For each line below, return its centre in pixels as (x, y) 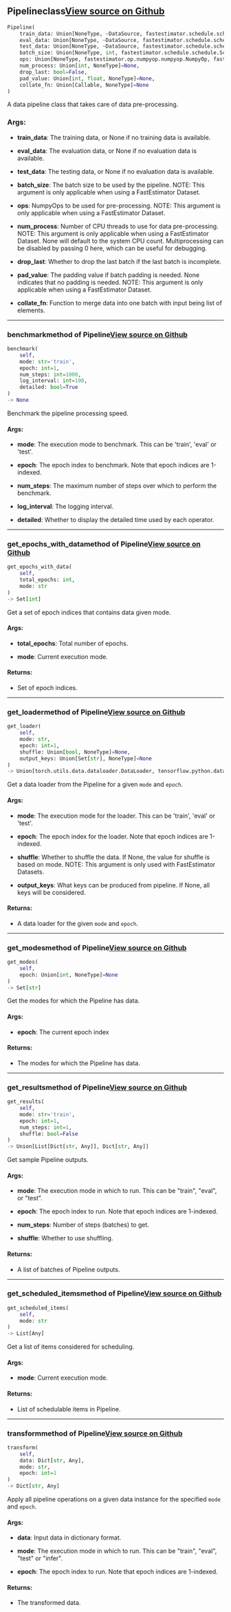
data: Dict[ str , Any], (52, 1460)
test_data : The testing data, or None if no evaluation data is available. (115, 171)
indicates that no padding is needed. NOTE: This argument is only (110, 282)
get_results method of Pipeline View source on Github (97, 1087)
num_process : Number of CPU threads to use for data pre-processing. (118, 226)
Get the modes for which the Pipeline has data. (74, 1001)
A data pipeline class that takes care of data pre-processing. (93, 104)
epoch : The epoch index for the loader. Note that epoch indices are (112, 836)
